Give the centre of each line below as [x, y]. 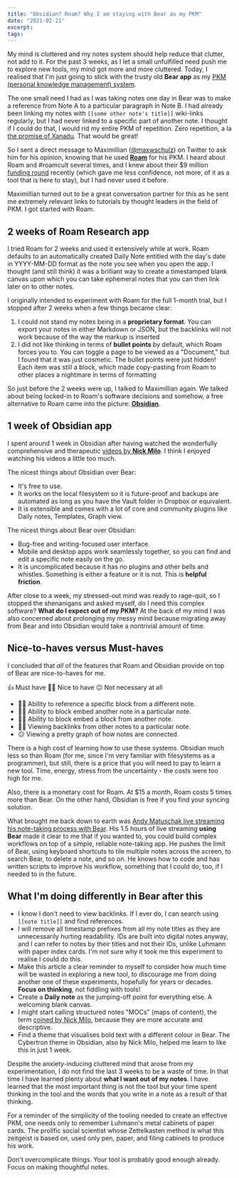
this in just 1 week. [44, 1050]
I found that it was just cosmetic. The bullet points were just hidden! [117, 360]
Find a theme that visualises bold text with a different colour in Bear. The [124, 1035]
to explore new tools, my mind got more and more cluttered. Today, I [107, 69]
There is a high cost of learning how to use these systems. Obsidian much [116, 748]
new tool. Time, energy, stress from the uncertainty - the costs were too [113, 770]
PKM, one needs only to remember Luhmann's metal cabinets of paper [111, 1122]
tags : [15, 34]
